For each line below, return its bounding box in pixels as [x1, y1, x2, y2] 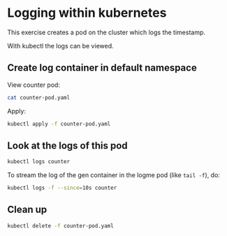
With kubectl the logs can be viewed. [7, 41, 114, 50]
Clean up [7, 204, 47, 216]
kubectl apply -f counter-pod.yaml [7, 120, 111, 127]
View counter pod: [7, 81, 61, 89]
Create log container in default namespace [7, 62, 197, 74]
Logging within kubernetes [7, 5, 167, 21]
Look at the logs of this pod [7, 139, 128, 151]
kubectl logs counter [7, 158, 71, 165]
